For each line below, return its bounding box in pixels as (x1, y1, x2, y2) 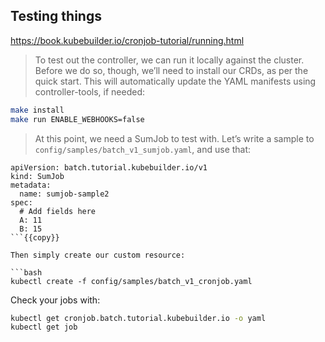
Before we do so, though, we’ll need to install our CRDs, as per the (34, 64, 309, 76)
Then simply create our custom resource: (10, 250, 186, 260)
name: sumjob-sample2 (19, 189, 110, 199)
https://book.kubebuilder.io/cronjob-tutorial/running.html (10, 34, 245, 46)
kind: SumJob (10, 171, 65, 181)
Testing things (10, 8, 102, 25)
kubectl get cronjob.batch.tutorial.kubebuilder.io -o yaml (10, 313, 267, 323)
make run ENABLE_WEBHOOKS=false (10, 114, 145, 124)
